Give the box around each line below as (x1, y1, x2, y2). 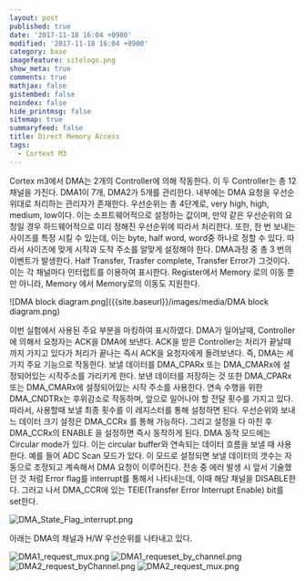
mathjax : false (9, 81, 67, 90)
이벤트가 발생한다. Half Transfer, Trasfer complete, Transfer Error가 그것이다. (9, 254, 290, 265)
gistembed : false (9, 89, 76, 99)
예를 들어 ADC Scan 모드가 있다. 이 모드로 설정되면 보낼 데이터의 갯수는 (28, 450, 283, 461)
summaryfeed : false (9, 124, 84, 133)
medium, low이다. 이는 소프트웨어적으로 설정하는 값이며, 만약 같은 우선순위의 (9, 209, 284, 220)
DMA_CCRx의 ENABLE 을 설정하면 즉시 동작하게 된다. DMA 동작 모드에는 (9, 427, 271, 438)
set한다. (9, 495, 38, 506)
